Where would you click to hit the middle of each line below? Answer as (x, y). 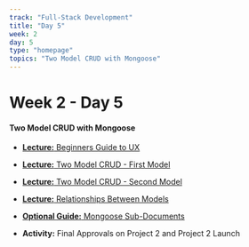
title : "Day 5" (37, 26)
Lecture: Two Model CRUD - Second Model (102, 182)
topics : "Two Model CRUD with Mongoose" (85, 59)
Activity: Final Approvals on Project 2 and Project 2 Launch (131, 234)
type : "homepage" (41, 51)
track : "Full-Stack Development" (71, 17)
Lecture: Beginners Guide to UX (81, 147)
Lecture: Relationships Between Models (95, 199)
